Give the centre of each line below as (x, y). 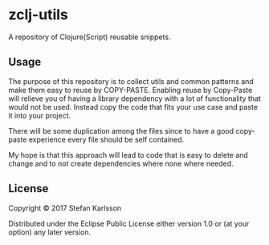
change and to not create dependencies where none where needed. (121, 163)
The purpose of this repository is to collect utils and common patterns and (131, 81)
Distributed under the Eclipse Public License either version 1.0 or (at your (129, 223)
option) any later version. (49, 232)
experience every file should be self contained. (106, 139)
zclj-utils (38, 15)
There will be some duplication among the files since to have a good (121, 131)
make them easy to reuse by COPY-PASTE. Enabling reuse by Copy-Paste (130, 90)
